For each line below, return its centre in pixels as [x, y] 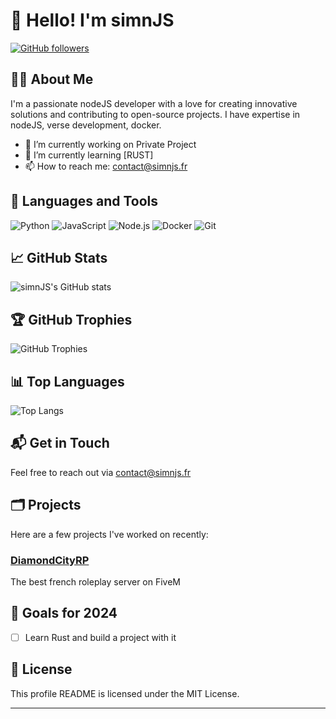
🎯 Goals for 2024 [64, 613]
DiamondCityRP [50, 560]
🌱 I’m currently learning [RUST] [89, 155]
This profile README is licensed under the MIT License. [125, 693]
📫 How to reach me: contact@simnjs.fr [106, 166]
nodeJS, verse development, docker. [86, 125]
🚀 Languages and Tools [84, 201]
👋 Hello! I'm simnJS [92, 20]
